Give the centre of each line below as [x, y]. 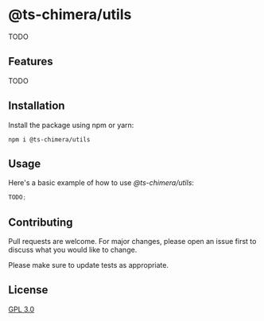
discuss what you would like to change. [73, 250]
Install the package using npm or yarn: [71, 125]
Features [31, 62]
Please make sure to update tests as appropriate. [89, 265]
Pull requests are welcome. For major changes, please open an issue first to [132, 242]
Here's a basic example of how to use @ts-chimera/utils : [101, 183]
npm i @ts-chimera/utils [49, 139]
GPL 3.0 [21, 309]
